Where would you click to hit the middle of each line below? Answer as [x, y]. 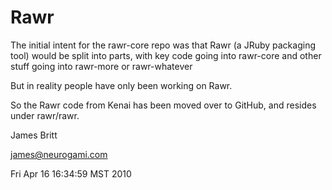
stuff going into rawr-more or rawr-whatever [101, 66]
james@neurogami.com [59, 154]
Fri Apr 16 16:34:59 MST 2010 [71, 173]
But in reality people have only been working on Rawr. [121, 85]
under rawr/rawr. [45, 115]
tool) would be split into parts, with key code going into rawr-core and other [166, 55]
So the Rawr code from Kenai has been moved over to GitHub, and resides [163, 105]
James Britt [34, 135]
